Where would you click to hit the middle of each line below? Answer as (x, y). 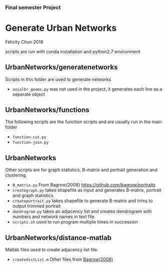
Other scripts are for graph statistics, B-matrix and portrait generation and (81, 170)
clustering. (16, 175)
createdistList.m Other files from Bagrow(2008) (63, 260)
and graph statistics (33, 196)
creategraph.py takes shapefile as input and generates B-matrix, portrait (87, 190)
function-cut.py (29, 137)
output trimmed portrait (36, 206)
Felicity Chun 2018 (24, 42)
